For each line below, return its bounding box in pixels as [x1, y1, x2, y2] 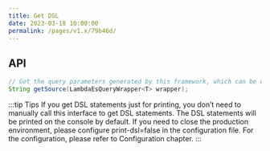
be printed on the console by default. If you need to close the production [8, 116, 249, 126]
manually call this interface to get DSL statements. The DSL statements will [8, 108, 257, 117]
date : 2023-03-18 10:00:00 [8, 19, 99, 27]
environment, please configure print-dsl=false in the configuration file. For [8, 125, 254, 135]
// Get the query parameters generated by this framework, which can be [8, 78, 257, 86]
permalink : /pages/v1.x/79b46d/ [8, 27, 117, 35]
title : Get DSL [8, 11, 59, 20]
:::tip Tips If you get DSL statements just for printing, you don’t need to [8, 100, 242, 109]
